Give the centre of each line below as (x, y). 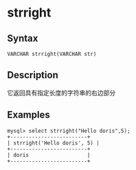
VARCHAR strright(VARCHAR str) (52, 54)
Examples (29, 115)
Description (33, 75)
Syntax (23, 38)
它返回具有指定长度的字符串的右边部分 (61, 93)
